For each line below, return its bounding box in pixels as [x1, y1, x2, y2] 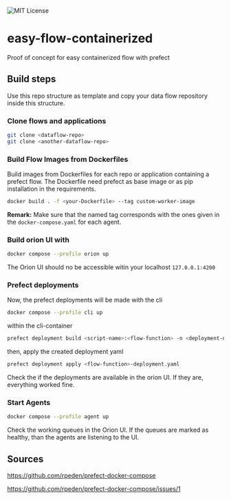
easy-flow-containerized [7, 31, 153, 46]
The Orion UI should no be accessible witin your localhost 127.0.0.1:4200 [7, 263, 215, 271]
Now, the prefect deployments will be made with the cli [7, 296, 163, 304]
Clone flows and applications [7, 116, 107, 125]
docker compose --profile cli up [7, 309, 103, 316]
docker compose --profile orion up [7, 251, 109, 258]
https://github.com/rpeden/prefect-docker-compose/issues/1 [7, 485, 181, 493]
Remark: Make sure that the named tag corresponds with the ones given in [7, 210, 220, 218]
